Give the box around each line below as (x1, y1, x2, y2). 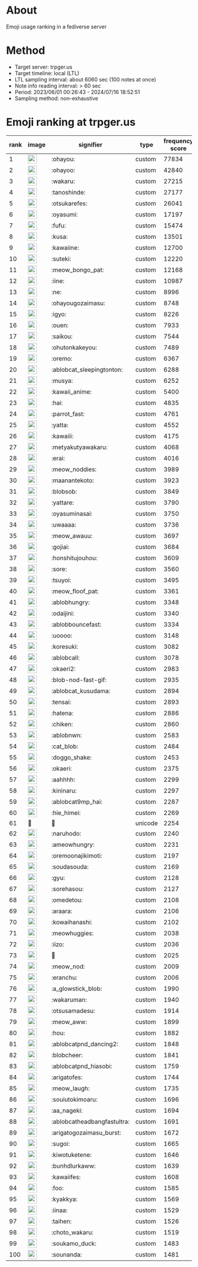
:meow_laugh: (51, 1084, 90, 1092)
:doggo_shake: (51, 753, 92, 761)
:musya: (51, 376, 74, 385)
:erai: (51, 454, 65, 462)
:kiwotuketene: (51, 1151, 92, 1159)
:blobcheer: (51, 1051, 83, 1059)
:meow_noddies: (51, 465, 97, 473)
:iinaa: (51, 1206, 68, 1214)
